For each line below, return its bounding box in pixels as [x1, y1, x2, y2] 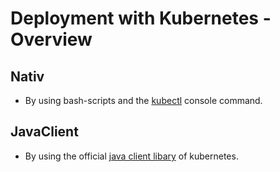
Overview [10, 28, 93, 51]
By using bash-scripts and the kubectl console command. [24, 95, 263, 106]
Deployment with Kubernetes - [10, 7, 272, 30]
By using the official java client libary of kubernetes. [24, 150, 239, 162]
